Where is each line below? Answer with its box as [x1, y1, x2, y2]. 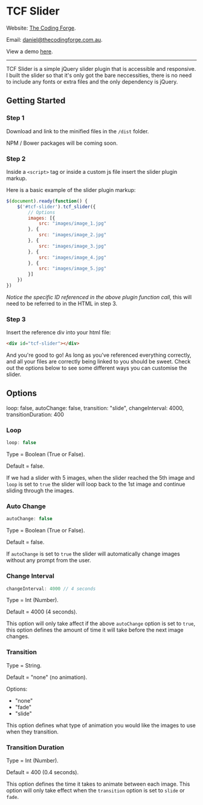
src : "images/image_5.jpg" [38, 265, 107, 272]
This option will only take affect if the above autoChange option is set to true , [6, 620, 196, 628]
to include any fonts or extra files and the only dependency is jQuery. [6, 78, 178, 85]
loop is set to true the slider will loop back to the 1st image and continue [6, 480, 185, 488]
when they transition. [6, 728, 59, 735]
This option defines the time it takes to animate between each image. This [6, 780, 190, 788]
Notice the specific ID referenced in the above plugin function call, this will [6, 293, 192, 300]
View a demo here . [6, 47, 53, 55]
